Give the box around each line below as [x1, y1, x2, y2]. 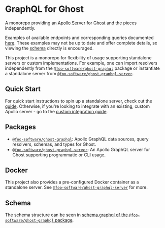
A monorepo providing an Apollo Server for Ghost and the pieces [5, 20, 137, 26]
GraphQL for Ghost [5, 3, 84, 15]
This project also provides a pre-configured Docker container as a [5, 179, 139, 185]
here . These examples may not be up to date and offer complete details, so [5, 40, 158, 46]
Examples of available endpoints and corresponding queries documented [5, 35, 154, 41]
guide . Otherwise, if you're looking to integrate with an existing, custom [5, 103, 150, 109]
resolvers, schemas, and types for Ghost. [12, 141, 96, 147]
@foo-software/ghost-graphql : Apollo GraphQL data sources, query [12, 136, 149, 142]
